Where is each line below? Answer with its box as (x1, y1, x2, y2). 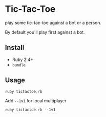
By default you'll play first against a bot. (5, 29, 85, 35)
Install (5, 43, 24, 52)
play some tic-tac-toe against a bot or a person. (5, 20, 102, 26)
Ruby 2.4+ (12, 57, 34, 62)
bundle (12, 62, 26, 67)
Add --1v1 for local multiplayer (5, 97, 67, 104)
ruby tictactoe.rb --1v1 (5, 107, 56, 112)
